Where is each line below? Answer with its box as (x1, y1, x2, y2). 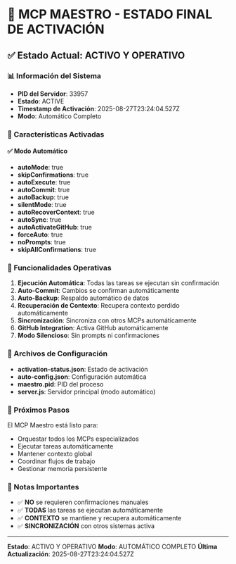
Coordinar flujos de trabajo (17, 457, 96, 465)
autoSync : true (17, 215, 62, 224)
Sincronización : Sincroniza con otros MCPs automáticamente (17, 316, 197, 325)
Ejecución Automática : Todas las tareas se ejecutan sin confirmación (17, 279, 220, 287)
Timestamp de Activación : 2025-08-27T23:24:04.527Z (17, 104, 181, 113)
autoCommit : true (17, 186, 70, 194)
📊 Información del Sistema (7, 70, 102, 80)
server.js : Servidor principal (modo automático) (17, 387, 156, 396)
